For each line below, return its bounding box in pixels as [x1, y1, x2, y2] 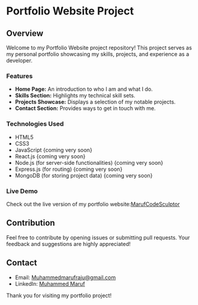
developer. [6, 57, 33, 64]
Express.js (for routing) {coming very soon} [14, 165, 123, 173]
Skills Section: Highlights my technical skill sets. [14, 92, 135, 99]
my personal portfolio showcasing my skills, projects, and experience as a [6, 51, 190, 58]
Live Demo [6, 186, 38, 195]
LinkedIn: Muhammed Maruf [14, 280, 85, 287]
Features [6, 72, 33, 80]
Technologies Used [6, 120, 64, 128]
